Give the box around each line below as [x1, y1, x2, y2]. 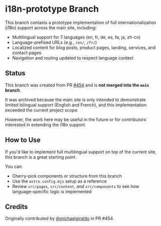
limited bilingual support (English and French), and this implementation [5, 102, 147, 108]
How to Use [5, 136, 41, 144]
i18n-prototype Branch [5, 3, 99, 15]
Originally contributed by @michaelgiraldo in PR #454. [5, 216, 114, 222]
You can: [5, 164, 23, 169]
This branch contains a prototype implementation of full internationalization [5, 20, 157, 25]
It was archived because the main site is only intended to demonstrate [5, 97, 146, 103]
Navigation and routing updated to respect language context [12, 55, 134, 61]
